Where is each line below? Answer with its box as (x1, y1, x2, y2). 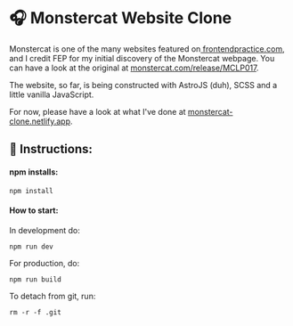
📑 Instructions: (9, 142, 94, 157)
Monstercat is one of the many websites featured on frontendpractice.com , (9, 43, 285, 54)
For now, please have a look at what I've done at (9, 106, 186, 117)
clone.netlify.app (9, 116, 71, 126)
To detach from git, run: (9, 290, 96, 301)
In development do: (9, 224, 80, 235)
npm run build (9, 274, 62, 284)
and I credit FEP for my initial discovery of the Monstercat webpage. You (9, 53, 275, 63)
